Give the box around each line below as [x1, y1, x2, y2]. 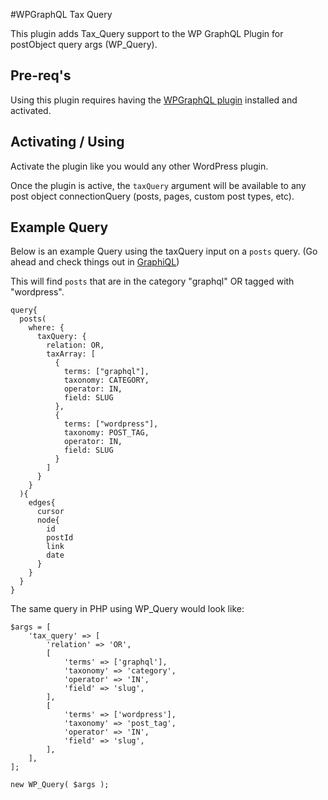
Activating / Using [10, 134, 125, 151]
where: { [28, 323, 65, 333]
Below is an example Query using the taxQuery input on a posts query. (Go [10, 245, 318, 258]
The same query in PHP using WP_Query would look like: [10, 603, 245, 615]
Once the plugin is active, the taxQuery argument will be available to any [10, 179, 307, 191]
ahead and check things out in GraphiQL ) [10, 256, 180, 268]
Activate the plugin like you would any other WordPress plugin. [10, 160, 269, 172]
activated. [10, 104, 52, 116]
